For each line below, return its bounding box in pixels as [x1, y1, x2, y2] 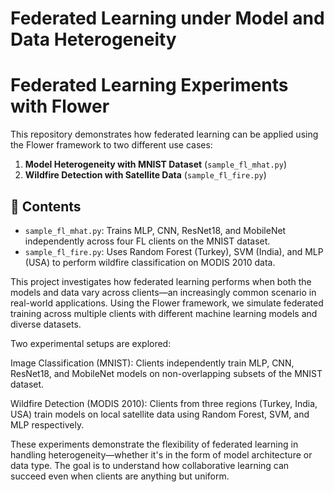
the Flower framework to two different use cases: [10, 139, 213, 151]
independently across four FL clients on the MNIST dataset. [24, 235, 271, 247]
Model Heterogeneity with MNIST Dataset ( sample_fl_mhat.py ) [24, 158, 287, 171]
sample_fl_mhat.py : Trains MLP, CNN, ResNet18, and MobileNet [24, 224, 287, 236]
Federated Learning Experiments [10, 74, 289, 97]
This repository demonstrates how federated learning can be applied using [10, 128, 319, 141]
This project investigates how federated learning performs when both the [10, 275, 312, 287]
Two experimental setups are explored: [10, 337, 172, 349]
